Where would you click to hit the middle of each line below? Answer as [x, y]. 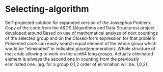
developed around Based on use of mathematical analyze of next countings [81, 33]
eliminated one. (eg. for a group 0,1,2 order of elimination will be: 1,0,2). [77, 64]
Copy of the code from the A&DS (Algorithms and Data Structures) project [80, 27]
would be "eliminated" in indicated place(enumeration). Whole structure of [80, 48]
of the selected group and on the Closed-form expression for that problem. [81, 38]
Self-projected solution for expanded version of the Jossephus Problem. [78, 23]
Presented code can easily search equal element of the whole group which [81, 43]
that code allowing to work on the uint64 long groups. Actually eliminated [79, 54]
